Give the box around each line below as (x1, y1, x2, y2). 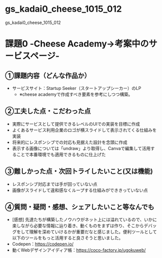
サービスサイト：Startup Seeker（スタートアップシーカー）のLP (12, 85, 142, 91)
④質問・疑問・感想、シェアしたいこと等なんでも (5, 203, 155, 211)
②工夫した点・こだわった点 (5, 107, 91, 115)
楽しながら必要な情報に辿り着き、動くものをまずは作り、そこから (12, 223, 144, 229)
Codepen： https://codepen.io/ (12, 241, 74, 247)
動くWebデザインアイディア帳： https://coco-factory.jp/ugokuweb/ (12, 247, 146, 253)
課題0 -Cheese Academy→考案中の (5, 38, 149, 49)
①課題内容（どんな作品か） (5, 71, 91, 80)
